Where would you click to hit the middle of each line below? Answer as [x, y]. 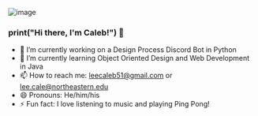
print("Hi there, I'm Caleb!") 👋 [66, 32]
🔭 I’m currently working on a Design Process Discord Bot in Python [128, 50]
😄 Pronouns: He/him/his [60, 95]
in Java [31, 66]
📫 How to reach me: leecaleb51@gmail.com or [96, 76]
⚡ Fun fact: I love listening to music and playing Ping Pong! [115, 104]
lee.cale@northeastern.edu [64, 87]
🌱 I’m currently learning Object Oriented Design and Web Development [135, 58]
